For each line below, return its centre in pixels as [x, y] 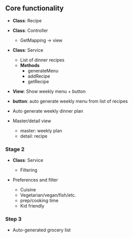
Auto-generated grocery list [41, 230]
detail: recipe [34, 136]
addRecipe [39, 76]
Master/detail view [32, 121]
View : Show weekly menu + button [49, 91]
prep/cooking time [39, 200]
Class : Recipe [27, 20]
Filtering [29, 170]
